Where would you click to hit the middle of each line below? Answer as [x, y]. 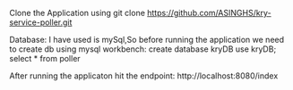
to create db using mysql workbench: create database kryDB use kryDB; [143, 49]
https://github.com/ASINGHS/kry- [209, 13]
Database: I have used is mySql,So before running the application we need [147, 40]
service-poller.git [41, 22]
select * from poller [45, 58]
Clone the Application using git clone [78, 13]
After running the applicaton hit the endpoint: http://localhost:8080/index [144, 76]
